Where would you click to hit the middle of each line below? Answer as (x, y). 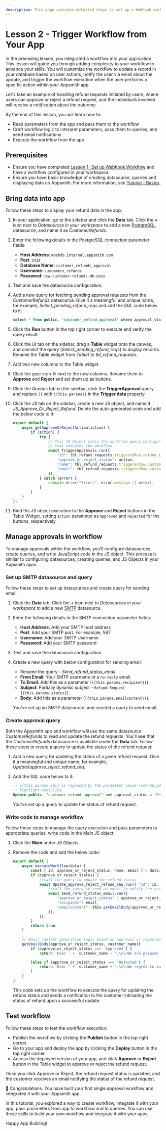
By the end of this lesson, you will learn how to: (53, 114)
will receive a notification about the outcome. (51, 105)
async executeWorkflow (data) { (54, 866)
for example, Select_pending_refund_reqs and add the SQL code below (85, 306)
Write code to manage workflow (45, 817)
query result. (26, 335)
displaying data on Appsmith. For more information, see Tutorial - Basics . (87, 183)
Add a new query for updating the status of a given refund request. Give (86, 757)
